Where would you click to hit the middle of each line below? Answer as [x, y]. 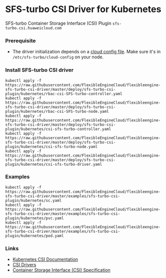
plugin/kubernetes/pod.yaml [35, 236]
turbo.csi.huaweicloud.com [33, 28]
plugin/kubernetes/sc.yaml [33, 200]
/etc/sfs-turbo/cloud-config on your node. [58, 57]
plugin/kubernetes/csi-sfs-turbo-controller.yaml [58, 129]
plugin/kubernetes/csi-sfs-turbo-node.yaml [52, 147]
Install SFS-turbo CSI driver [39, 70]
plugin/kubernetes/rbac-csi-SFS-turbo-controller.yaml [64, 94]
